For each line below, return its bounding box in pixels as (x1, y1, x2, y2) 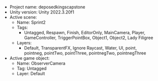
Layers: (16, 40, 32, 45)
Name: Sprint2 (16, 19, 46, 25)
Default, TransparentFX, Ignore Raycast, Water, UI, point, (24, 45, 137, 51)
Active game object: (9, 55, 50, 61)
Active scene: (9, 14, 37, 20)
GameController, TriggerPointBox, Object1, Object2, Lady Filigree (24, 35, 154, 40)
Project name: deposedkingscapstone (9, 4, 86, 10)
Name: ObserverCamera (16, 60, 66, 66)
